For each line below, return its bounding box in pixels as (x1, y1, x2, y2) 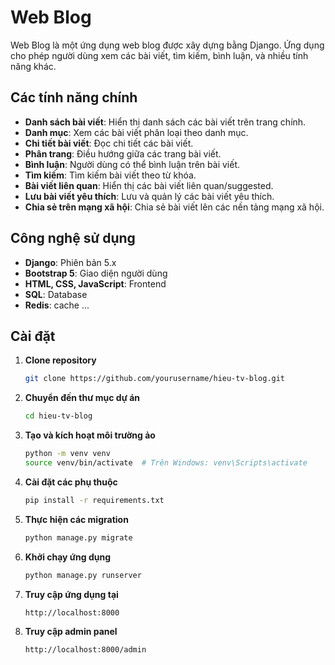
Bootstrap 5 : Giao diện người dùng (24, 267, 168, 279)
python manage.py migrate (24, 532, 133, 543)
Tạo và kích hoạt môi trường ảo (24, 429, 156, 441)
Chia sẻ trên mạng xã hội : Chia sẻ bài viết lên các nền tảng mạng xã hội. (24, 201, 325, 213)
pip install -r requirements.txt (24, 495, 165, 505)
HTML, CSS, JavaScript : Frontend (24, 277, 167, 290)
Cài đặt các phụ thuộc (24, 476, 118, 488)
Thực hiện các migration (24, 513, 129, 525)
